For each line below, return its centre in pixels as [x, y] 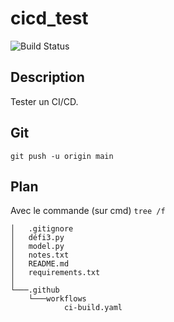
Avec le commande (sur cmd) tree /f [88, 211]
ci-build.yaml [93, 308]
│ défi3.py [37, 238]
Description [47, 77]
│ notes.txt [40, 255]
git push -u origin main [62, 156]
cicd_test [49, 18]
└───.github [35, 290]
